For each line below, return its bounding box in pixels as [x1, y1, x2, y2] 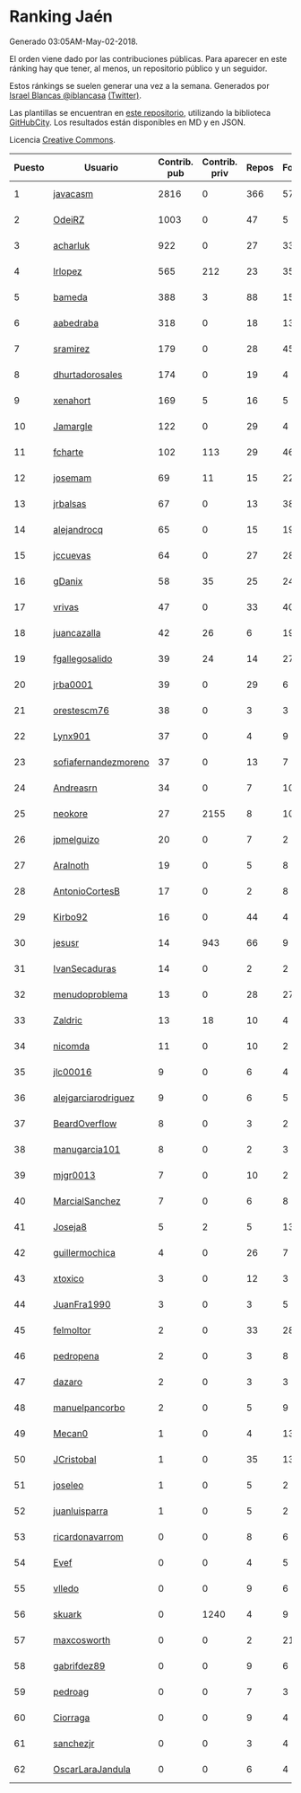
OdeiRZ [53, 213, 85, 225]
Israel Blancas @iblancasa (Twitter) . [9, 90, 142, 101]
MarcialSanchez [53, 1195, 121, 1207]
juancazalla [53, 626, 101, 639]
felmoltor [53, 1323, 91, 1336]
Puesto [13, 161, 45, 173]
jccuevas [53, 549, 91, 561]
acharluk [53, 239, 90, 252]
